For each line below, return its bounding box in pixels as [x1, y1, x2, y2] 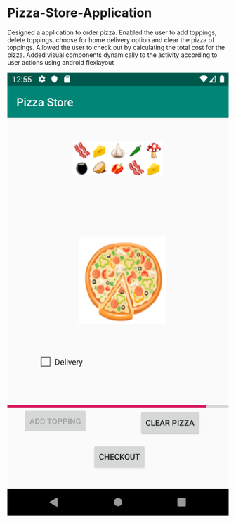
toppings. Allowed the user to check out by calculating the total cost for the [7, 43, 225, 51]
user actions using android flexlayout [7, 58, 114, 66]
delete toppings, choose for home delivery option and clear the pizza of [7, 35, 215, 44]
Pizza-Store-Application [7, 5, 152, 21]
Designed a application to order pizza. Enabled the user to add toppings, [7, 28, 217, 37]
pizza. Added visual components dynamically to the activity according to [7, 51, 218, 59]
